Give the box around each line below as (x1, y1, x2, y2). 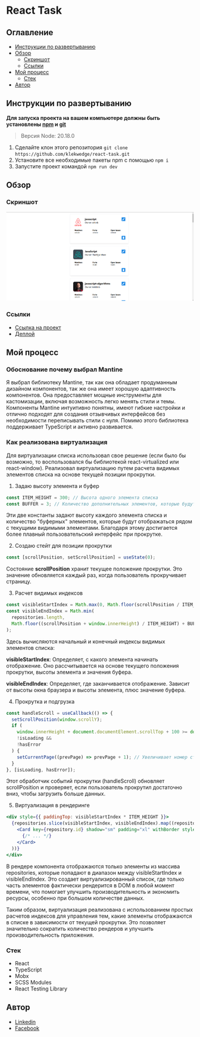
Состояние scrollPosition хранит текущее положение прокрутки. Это (6, 565, 183, 573)
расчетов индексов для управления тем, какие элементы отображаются (6, 912, 192, 919)
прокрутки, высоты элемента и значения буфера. (6, 668, 133, 675)
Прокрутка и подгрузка (14, 697, 75, 705)
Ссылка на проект (14, 323, 61, 331)
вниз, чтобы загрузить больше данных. (6, 790, 106, 797)
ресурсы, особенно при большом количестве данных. (6, 894, 145, 902)
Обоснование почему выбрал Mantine (6, 365, 123, 374)
